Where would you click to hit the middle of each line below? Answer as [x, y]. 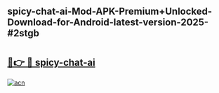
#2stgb [24, 33]
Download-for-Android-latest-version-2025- [108, 23]
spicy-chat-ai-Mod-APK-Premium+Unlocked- [110, 12]
